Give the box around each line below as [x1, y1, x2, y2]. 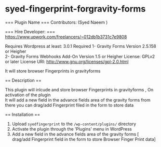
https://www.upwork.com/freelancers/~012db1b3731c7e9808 [5, 34, 127, 40]
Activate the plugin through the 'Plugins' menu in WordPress [12, 126, 132, 132]
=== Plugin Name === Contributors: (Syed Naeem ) [5, 19, 108, 25]
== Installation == [5, 111, 40, 117]
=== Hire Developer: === [5, 29, 55, 34]
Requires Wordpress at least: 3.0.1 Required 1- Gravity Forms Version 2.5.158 [5, 43, 157, 49]
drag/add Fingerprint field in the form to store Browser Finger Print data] [12, 136, 156, 142]
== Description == [5, 77, 42, 83]
